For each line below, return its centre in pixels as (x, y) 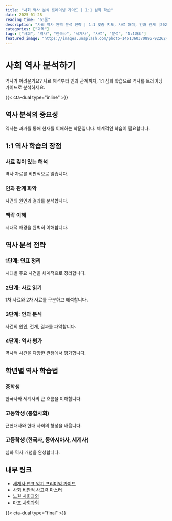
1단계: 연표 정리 (23, 261)
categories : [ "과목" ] (27, 29)
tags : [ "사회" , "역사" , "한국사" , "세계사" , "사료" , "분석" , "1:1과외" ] (76, 34)
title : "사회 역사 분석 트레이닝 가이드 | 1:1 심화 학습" (59, 10)
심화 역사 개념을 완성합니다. (33, 452)
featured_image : (23, 39)
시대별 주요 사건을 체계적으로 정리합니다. (46, 273)
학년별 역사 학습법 (32, 370)
